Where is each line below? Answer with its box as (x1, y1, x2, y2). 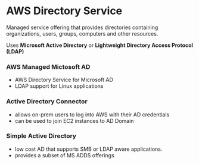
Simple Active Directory (6, 132, 76, 140)
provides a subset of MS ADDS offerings (14, 151, 114, 158)
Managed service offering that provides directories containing (6, 24, 158, 31)
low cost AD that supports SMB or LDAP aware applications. (14, 145, 163, 153)
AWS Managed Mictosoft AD (6, 62, 91, 71)
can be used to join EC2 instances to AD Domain (14, 117, 134, 124)
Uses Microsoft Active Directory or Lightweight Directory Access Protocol (6, 42, 194, 49)
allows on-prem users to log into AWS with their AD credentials (14, 111, 170, 118)
